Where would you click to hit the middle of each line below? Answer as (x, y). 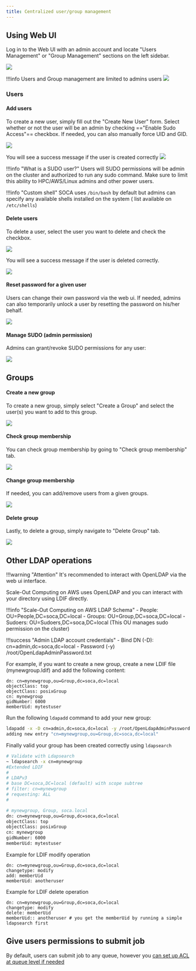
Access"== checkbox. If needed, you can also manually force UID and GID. (97, 134)
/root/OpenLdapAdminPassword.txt (49, 653)
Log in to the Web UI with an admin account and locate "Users (81, 49)
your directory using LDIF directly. (47, 599)
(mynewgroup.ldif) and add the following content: (66, 670)
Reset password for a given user (46, 285)
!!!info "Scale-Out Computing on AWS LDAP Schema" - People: (82, 610)
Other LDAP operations (49, 560)
